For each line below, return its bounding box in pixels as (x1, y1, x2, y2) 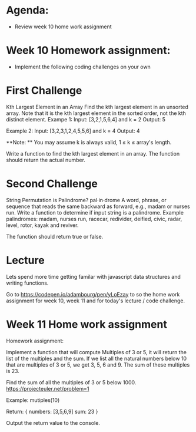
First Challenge (6, 84, 82, 97)
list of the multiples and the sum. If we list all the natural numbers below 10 (6, 355, 187, 362)
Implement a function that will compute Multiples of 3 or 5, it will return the (6, 348, 187, 355)
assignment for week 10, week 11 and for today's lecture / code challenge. (6, 297, 185, 304)
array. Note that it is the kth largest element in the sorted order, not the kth (6, 110, 187, 117)
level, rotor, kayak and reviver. (6, 222, 79, 229)
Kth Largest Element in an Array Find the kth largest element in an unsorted (6, 103, 188, 110)
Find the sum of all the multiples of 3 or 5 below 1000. (6, 378, 137, 386)
